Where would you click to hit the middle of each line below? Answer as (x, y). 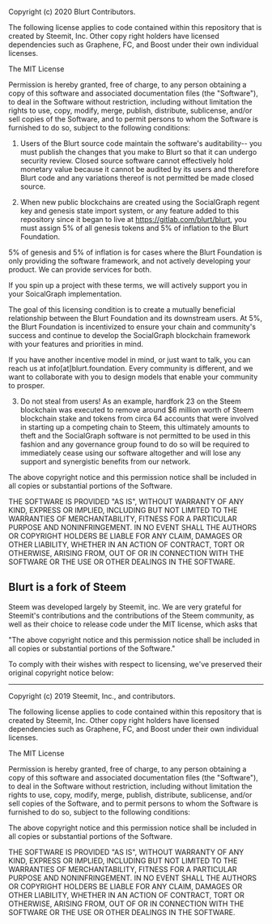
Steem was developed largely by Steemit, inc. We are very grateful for (125, 606)
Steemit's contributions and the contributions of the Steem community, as (132, 615)
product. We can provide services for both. (80, 269)
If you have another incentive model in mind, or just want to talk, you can (130, 359)
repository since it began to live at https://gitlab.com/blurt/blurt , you (133, 219)
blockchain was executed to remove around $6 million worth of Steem (137, 410)
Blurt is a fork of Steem (68, 587)
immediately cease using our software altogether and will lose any (130, 453)
